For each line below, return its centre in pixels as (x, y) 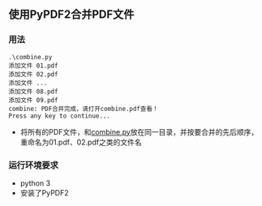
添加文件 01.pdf (33, 66)
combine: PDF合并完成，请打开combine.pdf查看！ (84, 109)
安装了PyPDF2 (44, 192)
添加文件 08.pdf (33, 92)
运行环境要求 (34, 165)
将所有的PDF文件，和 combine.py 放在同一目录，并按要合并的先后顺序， (139, 131)
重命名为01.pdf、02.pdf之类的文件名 (81, 142)
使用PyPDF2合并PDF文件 (71, 15)
